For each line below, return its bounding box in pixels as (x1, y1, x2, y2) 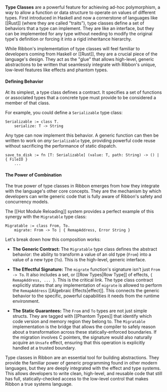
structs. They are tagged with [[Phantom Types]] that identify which (12, 313, 152, 319)
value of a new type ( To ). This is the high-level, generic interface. (12, 257, 146, 263)
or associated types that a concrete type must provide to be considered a (5, 95, 156, 101)
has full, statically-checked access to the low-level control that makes (5, 376, 149, 382)
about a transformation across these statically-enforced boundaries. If (12, 329, 157, 335)
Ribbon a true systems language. (5, 381, 73, 387)
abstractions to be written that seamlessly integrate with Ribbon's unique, (5, 62, 157, 67)
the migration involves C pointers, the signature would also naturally (12, 334, 152, 341)
